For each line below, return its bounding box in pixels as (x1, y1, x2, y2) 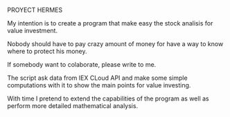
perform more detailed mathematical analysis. (7, 102, 139, 109)
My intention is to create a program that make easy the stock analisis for (7, 19, 213, 27)
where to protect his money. (7, 47, 88, 55)
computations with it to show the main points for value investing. (7, 81, 191, 89)
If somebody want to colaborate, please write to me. (7, 61, 157, 68)
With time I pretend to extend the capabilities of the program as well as (7, 94, 209, 103)
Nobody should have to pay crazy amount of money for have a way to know (7, 40, 224, 47)
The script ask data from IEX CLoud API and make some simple (7, 74, 188, 82)
